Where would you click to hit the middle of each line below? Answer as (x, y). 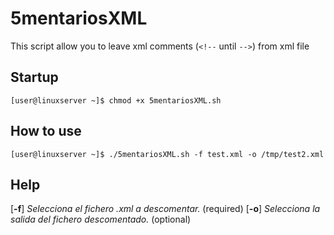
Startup (34, 77)
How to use (46, 131)
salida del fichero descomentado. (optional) (101, 219)
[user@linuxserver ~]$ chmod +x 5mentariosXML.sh (116, 100)
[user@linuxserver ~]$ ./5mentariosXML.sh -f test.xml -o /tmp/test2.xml (167, 154)
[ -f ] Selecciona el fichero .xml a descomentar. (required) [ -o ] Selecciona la (165, 209)
